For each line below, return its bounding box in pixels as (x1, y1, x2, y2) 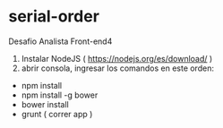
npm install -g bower (21, 90, 99, 100)
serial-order (8, 6, 100, 27)
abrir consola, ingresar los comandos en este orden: (21, 63, 214, 73)
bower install (21, 98, 69, 109)
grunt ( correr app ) (21, 108, 93, 119)
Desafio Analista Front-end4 (8, 36, 113, 47)
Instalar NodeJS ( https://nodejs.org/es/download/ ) (21, 53, 213, 64)
